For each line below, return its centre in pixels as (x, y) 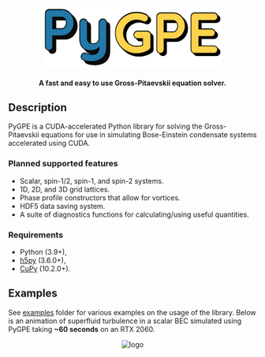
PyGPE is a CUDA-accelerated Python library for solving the (105, 126)
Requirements (36, 235)
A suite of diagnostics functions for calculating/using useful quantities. (134, 214)
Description (37, 108)
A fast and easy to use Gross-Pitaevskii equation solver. (132, 83)
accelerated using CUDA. (49, 143)
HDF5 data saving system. (62, 206)
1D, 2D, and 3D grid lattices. (65, 189)
